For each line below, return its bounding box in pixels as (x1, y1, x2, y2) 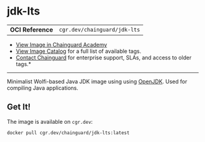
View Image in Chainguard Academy (15, 41, 107, 48)
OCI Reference (10, 25, 54, 34)
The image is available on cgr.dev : (7, 118, 93, 125)
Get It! (7, 102, 31, 112)
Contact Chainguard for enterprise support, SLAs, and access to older (15, 53, 192, 61)
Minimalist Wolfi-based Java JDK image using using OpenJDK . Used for (7, 78, 187, 85)
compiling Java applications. (7, 84, 78, 92)
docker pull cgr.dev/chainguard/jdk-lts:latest (7, 129, 130, 136)
